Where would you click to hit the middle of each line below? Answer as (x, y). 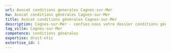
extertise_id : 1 (22, 43)
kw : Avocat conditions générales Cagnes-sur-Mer (58, 15)
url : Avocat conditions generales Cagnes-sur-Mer (59, 10)
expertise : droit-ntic (29, 38)
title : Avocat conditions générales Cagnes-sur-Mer (61, 19)
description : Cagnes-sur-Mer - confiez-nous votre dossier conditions (82, 24)
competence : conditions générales (42, 33)
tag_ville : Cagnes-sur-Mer (34, 29)
